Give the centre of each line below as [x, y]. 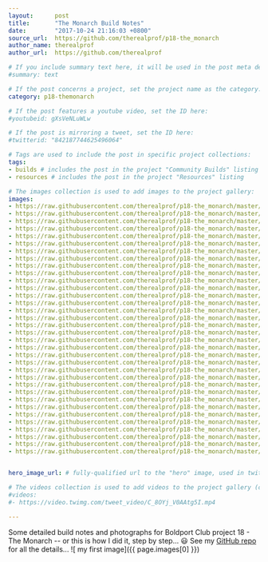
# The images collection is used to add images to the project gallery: [132, 191]
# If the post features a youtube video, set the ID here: [108, 111]
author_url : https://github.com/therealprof [85, 53]
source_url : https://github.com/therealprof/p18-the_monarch [114, 38]
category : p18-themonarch [51, 97]
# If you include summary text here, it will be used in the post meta [130, 68]
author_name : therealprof [51, 46]
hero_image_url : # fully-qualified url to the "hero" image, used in [126, 473]
